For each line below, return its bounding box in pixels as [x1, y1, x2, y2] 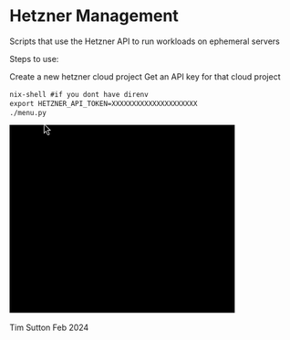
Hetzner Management [9, 5, 180, 27]
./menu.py [9, 108, 47, 117]
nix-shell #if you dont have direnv [9, 90, 149, 99]
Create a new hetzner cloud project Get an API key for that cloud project [9, 70, 281, 82]
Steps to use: [9, 53, 59, 64]
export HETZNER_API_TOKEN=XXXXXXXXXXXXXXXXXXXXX [9, 99, 198, 108]
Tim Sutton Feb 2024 [9, 322, 89, 333]
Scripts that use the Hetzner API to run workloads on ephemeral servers [9, 36, 281, 47]
